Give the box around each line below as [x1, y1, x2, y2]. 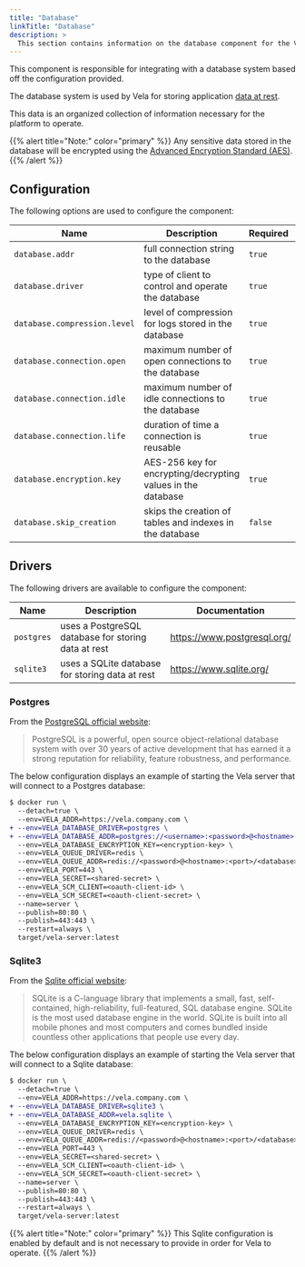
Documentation [196, 604, 265, 616]
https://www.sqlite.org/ [170, 663, 270, 675]
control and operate [143, 280, 229, 293]
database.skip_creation [14, 517, 117, 528]
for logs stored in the [143, 317, 233, 330]
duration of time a [143, 419, 220, 432]
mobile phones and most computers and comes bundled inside [31, 1022, 268, 1033]
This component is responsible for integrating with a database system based [9, 64, 296, 75]
